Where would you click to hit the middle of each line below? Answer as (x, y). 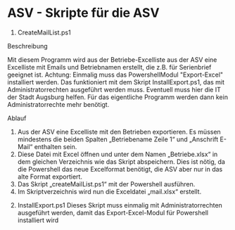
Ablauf (17, 118)
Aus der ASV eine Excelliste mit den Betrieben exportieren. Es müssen (119, 132)
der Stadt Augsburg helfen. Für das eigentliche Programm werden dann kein (118, 97)
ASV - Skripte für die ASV (83, 13)
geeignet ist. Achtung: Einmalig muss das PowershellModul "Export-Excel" (115, 75)
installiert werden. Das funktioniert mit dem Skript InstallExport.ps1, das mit (116, 82)
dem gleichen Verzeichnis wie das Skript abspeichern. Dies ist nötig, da (121, 161)
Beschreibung (27, 46)
